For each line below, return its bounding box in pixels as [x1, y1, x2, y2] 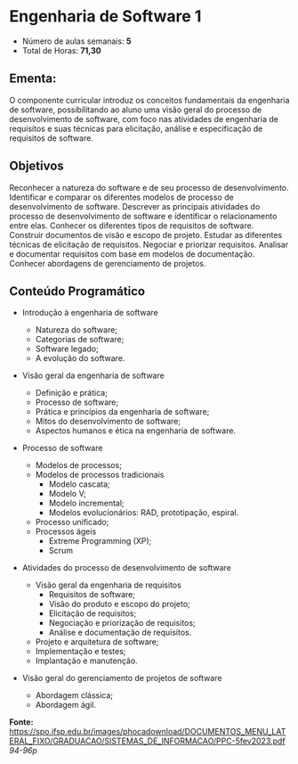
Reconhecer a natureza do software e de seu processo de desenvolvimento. [9, 182, 289, 193]
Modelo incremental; [48, 497, 125, 509]
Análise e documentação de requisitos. [48, 627, 192, 638]
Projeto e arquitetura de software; [35, 637, 159, 647]
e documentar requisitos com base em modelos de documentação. [9, 248, 255, 259]
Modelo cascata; [48, 479, 111, 489]
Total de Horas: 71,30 [21, 45, 101, 55]
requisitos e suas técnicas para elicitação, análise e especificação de [9, 123, 263, 134]
